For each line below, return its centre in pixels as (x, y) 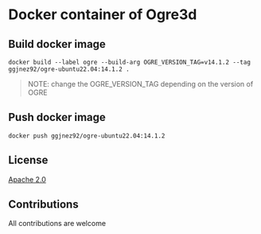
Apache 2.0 (27, 179)
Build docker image (57, 44)
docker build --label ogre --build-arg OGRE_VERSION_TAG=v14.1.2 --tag (129, 62)
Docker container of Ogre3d (103, 15)
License (28, 160)
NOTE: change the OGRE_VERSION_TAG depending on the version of (140, 84)
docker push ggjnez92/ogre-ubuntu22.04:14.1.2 (87, 136)
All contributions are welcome (57, 224)
